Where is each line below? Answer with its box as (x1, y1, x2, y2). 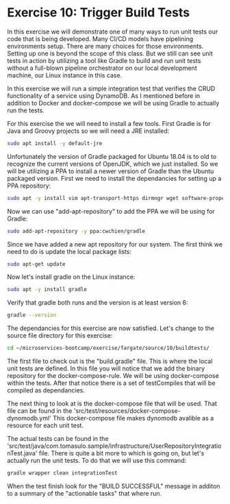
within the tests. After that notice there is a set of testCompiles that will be (7, 379, 216, 388)
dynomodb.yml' (7, 414, 51, 423)
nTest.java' (7, 449, 38, 457)
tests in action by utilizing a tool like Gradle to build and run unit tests (7, 56, 201, 64)
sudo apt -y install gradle (7, 286, 88, 293)
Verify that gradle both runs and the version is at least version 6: (7, 299, 188, 307)
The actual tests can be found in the (7, 435, 109, 443)
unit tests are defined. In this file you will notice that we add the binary (7, 364, 205, 373)
